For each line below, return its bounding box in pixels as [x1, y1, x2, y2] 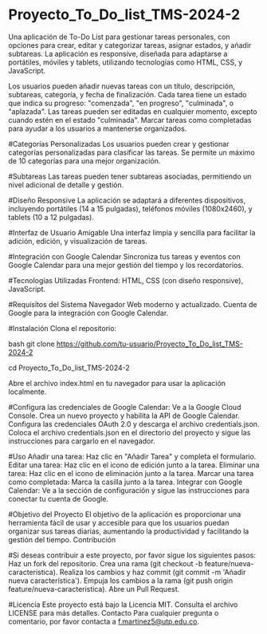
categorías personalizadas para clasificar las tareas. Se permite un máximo [8, 148, 255, 157]
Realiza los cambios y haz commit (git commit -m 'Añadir [59, 567, 246, 577]
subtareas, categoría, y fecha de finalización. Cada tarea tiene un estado [8, 89, 247, 99]
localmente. [8, 387, 47, 396]
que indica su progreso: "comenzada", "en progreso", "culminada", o [8, 98, 234, 108]
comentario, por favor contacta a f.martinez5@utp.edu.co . [8, 616, 199, 626]
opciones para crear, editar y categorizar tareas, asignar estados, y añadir [8, 40, 252, 49]
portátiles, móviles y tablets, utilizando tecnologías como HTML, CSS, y [8, 57, 243, 67]
